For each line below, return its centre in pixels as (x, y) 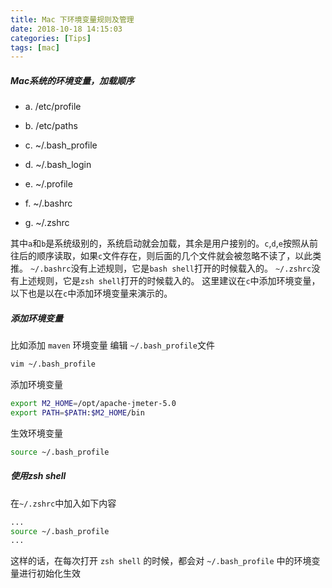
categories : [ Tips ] (51, 38)
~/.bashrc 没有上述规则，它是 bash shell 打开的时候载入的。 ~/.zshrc (170, 268)
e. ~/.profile (48, 184)
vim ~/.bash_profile (53, 364)
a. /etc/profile (53, 107)
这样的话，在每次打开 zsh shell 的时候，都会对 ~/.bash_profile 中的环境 (161, 561)
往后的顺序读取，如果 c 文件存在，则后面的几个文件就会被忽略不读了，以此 (161, 256)
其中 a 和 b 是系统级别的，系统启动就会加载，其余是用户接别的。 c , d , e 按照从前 (164, 243)
